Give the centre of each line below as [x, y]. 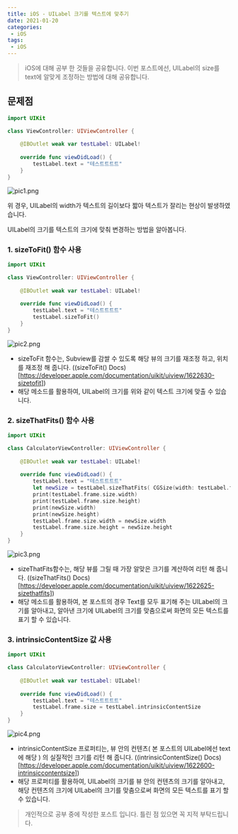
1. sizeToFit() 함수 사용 [44, 249]
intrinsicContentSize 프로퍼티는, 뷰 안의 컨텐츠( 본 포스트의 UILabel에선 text [124, 749]
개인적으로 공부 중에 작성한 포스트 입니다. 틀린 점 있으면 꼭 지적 [111, 814]
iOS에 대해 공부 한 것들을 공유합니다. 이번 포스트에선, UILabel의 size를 [122, 68]
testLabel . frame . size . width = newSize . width [100, 521]
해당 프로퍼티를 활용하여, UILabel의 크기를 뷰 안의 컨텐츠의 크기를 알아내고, [121, 781]
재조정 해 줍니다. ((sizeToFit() [66, 367]
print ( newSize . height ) [66, 514]
